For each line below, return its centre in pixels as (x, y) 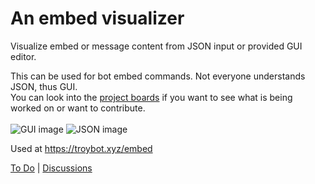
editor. (23, 56)
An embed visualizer (97, 18)
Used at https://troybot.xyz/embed (81, 148)
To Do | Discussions (51, 168)
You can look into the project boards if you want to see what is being (151, 97)
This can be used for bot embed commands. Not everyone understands (158, 76)
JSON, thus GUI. (44, 86)
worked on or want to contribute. (78, 108)
